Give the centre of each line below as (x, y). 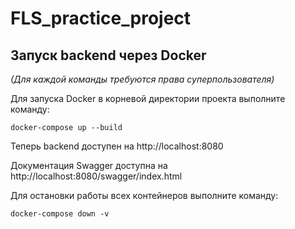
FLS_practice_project (101, 18)
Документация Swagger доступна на (89, 165)
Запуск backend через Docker (108, 55)
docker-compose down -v (60, 214)
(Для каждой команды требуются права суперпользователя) (142, 79)
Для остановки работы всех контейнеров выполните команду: (144, 195)
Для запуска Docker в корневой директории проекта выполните (148, 98)
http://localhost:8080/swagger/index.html (96, 176)
